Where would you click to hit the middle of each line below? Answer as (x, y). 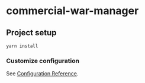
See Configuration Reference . (42, 74)
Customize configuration (43, 61)
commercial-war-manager (72, 11)
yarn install (22, 46)
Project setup (32, 33)
